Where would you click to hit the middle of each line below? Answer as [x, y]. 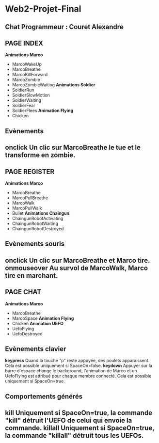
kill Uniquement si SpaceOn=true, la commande [79, 413]
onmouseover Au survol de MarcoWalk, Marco [77, 268]
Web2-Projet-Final [43, 9]
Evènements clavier [36, 349]
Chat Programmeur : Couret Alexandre [64, 27]
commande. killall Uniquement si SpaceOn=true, [80, 428]
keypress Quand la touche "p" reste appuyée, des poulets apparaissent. [77, 361]
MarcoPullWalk [27, 208]
